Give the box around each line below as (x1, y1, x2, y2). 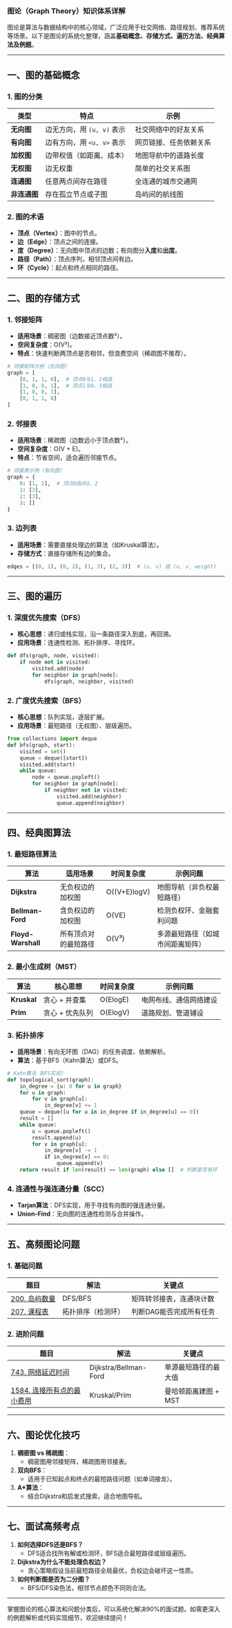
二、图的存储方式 (7, 292, 80, 304)
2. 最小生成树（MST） (7, 962, 81, 971)
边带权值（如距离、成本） (45, 150, 129, 160)
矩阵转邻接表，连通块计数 (130, 1294, 215, 1304)
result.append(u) (32, 1134, 81, 1141)
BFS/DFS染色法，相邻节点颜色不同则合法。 (27, 1583, 151, 1592)
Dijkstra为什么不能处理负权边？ (17, 1557, 107, 1566)
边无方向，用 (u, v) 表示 (45, 125, 126, 134)
